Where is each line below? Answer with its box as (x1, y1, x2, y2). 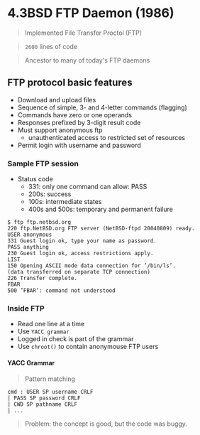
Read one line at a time (17, 320, 85, 328)
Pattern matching (24, 375, 76, 383)
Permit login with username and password (17, 141, 142, 149)
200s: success (28, 190, 72, 198)
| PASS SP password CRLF (7, 394, 81, 402)
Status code (17, 175, 53, 183)
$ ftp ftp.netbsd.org (7, 219, 72, 226)
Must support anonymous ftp (17, 126, 103, 134)
